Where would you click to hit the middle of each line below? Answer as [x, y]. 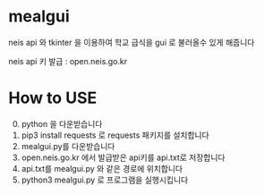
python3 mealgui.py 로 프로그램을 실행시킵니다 [105, 180]
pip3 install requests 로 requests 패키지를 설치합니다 [115, 135]
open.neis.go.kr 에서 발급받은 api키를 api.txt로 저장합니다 [123, 157]
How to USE [53, 98]
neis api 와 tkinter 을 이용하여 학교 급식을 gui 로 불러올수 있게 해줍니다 [132, 42]
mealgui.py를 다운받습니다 [68, 146]
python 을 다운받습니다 [62, 123]
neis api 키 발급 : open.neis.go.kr [68, 61]
